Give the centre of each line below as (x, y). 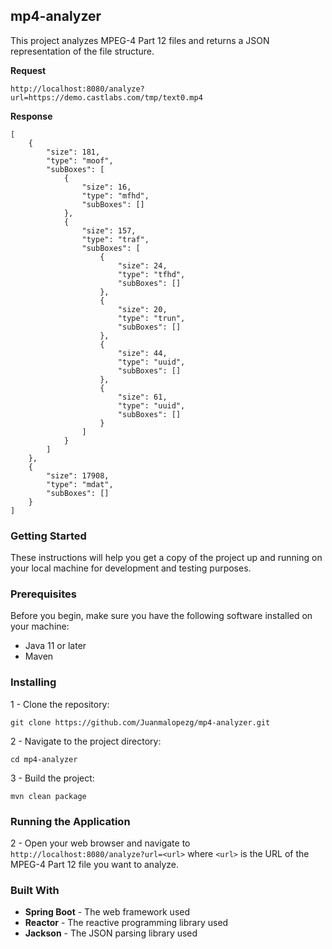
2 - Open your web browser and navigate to (100, 843)
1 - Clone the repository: (60, 704)
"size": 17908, (78, 475)
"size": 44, (142, 353)
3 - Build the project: (52, 778)
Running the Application (70, 821)
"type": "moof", (80, 160)
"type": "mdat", (80, 484)
